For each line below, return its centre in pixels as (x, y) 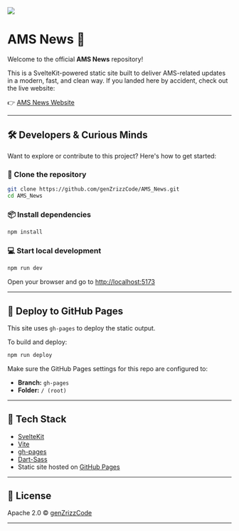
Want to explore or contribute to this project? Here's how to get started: (112, 156)
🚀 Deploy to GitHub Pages (65, 311)
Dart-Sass (32, 459)
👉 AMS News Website (41, 102)
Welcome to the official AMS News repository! (75, 59)
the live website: (31, 88)
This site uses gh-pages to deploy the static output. (81, 328)
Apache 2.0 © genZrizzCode (50, 513)
